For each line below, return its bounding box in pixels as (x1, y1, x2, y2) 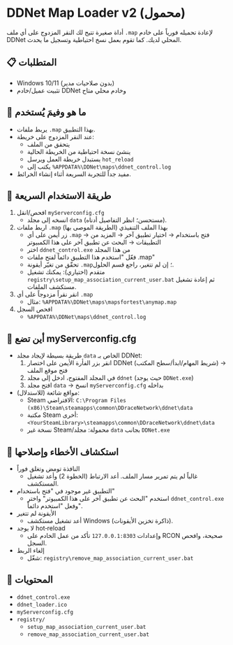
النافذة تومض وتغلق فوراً (16, 465, 80, 473)
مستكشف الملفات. (27, 283, 77, 291)
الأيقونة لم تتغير (16, 509, 57, 517)
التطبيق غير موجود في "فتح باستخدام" (16, 487, 116, 495)
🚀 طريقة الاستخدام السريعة (6, 190, 112, 201)
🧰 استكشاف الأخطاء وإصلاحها (6, 446, 119, 458)
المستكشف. (27, 479, 59, 488)
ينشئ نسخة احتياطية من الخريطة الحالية (27, 147, 131, 155)
